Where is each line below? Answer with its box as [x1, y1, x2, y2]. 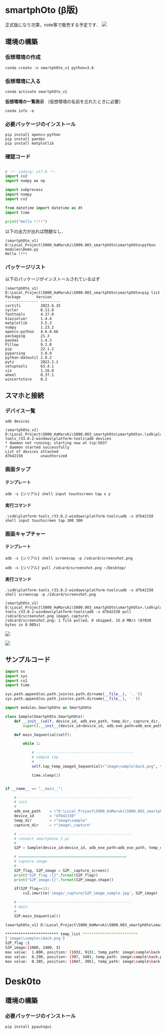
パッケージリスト [5, 264, 46, 271]
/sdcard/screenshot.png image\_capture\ [5, 614, 90, 619]
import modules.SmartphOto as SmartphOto [5, 705, 92, 710]
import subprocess [5, 188, 43, 192]
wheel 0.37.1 [5, 372, 54, 377]
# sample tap [31, 755, 58, 760]
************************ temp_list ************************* [5, 931, 138, 937]
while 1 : [23, 741, 41, 746]
